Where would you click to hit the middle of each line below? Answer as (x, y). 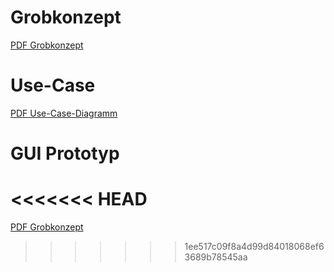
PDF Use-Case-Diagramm (64, 113)
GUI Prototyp (65, 153)
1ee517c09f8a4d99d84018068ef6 (254, 246)
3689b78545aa (216, 257)
